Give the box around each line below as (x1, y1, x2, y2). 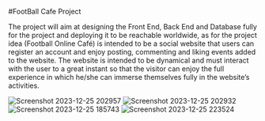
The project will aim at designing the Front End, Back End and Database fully (8, 22, 257, 31)
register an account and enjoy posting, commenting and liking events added (8, 47, 256, 56)
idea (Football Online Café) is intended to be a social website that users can (8, 39, 255, 48)
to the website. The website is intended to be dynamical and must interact (8, 55, 249, 65)
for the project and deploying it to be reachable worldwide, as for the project (8, 31, 257, 40)
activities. (8, 81, 40, 90)
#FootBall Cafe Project (8, 7, 81, 16)
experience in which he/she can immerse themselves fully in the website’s (8, 73, 250, 81)
